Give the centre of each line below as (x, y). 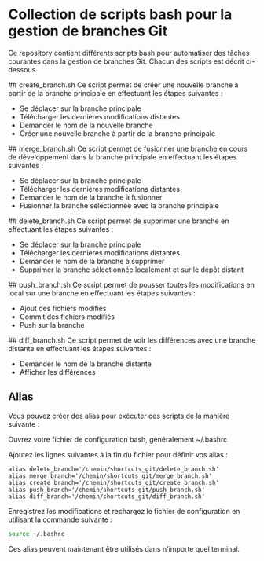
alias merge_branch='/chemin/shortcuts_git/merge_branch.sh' (110, 476)
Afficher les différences (57, 372)
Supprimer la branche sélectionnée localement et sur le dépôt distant (131, 269)
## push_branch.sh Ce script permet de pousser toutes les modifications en (132, 284)
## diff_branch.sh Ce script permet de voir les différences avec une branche (132, 340)
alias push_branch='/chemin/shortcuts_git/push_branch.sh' (107, 489)
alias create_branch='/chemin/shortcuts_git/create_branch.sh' (114, 482)
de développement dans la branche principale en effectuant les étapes (123, 157)
